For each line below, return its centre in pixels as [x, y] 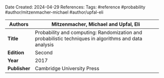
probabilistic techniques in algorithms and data [89, 39]
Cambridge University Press [67, 68]
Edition [16, 52]
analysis [44, 45]
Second [44, 52]
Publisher [19, 68]
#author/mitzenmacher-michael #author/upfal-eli [54, 12]
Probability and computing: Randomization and [89, 32]
